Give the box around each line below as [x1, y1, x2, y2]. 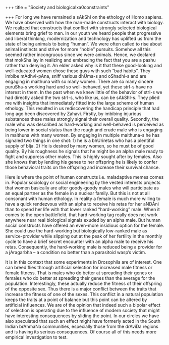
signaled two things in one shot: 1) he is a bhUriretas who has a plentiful [5, 137, 155, 143]
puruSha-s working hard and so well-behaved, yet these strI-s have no [5, 84, 152, 90]
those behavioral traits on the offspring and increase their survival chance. [5, 164, 160, 170]
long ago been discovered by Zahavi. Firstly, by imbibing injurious [5, 111, 142, 117]
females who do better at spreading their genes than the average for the [5, 275, 155, 281]
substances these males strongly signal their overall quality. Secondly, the [5, 116, 159, 122]
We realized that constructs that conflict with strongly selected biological [5, 25, 157, 31]
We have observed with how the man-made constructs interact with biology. [5, 20, 164, 25]
